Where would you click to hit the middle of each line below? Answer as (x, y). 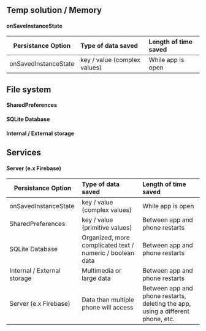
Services (24, 152)
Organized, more (106, 238)
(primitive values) (107, 228)
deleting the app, (167, 304)
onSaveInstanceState (34, 26)
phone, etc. (159, 319)
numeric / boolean (108, 253)
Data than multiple (108, 300)
